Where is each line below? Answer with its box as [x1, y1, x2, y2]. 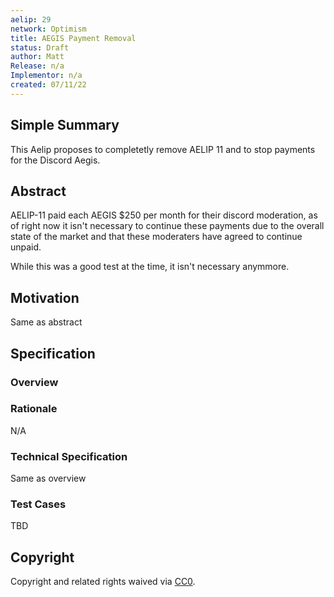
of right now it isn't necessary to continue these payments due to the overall [10, 220, 325, 232]
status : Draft [10, 42, 70, 53]
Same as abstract [10, 316, 83, 328]
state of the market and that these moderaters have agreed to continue [10, 231, 303, 243]
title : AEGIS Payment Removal [10, 33, 137, 43]
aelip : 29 [10, 14, 52, 25]
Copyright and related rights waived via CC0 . [10, 576, 196, 588]
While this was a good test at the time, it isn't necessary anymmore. [10, 261, 290, 273]
